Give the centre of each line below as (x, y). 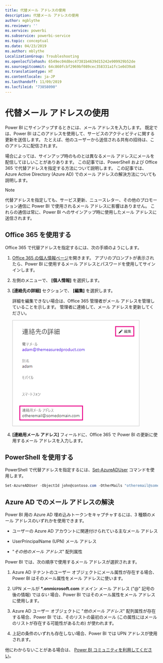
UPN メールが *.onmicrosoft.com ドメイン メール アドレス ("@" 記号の (83, 589)
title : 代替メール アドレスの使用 (35, 10)
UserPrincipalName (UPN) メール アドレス (54, 541)
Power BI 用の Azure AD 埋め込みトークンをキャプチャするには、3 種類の (78, 515)
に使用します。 (27, 601)
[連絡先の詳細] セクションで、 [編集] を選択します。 (64, 291)
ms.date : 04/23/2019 (26, 46)
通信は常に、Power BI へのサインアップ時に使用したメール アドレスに (87, 212)
